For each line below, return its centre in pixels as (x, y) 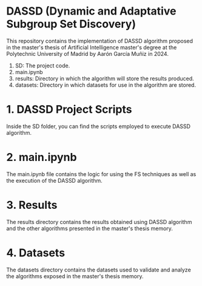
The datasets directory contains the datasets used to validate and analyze (99, 270)
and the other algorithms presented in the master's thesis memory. (89, 228)
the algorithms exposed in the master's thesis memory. (75, 276)
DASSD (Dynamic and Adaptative (91, 11)
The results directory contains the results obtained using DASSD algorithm (99, 222)
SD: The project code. (42, 66)
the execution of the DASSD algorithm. (55, 180)
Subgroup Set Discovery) (71, 24)
